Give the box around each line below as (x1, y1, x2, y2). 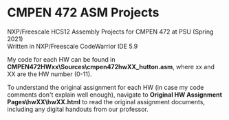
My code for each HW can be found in (7, 55, 116, 63)
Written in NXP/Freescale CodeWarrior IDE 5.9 (7, 42, 138, 50)
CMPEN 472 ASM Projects (7, 5, 160, 21)
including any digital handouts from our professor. (7, 105, 149, 113)
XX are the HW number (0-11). (7, 70, 92, 78)
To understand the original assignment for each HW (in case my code (7, 83, 204, 91)
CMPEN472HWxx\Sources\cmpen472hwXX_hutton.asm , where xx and (7, 62, 215, 71)
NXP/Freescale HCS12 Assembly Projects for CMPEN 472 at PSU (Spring (7, 27, 214, 36)
